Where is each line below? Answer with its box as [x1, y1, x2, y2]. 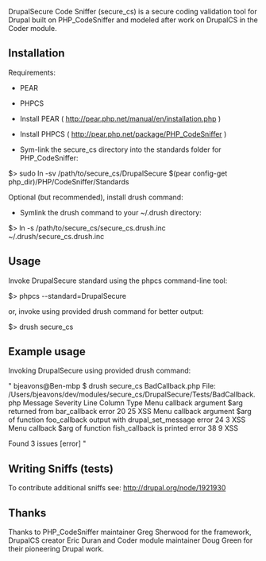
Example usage [8, 345, 86, 358]
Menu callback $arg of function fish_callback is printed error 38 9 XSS [8, 424, 239, 433]
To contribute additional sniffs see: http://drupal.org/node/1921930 [8, 483, 226, 493]
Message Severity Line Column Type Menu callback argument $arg [22, 398, 244, 408]
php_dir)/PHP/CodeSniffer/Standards [8, 176, 129, 186]
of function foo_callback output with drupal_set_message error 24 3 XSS [8, 415, 246, 424]
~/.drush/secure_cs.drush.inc [8, 231, 105, 241]
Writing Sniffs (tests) [8, 462, 114, 475]
